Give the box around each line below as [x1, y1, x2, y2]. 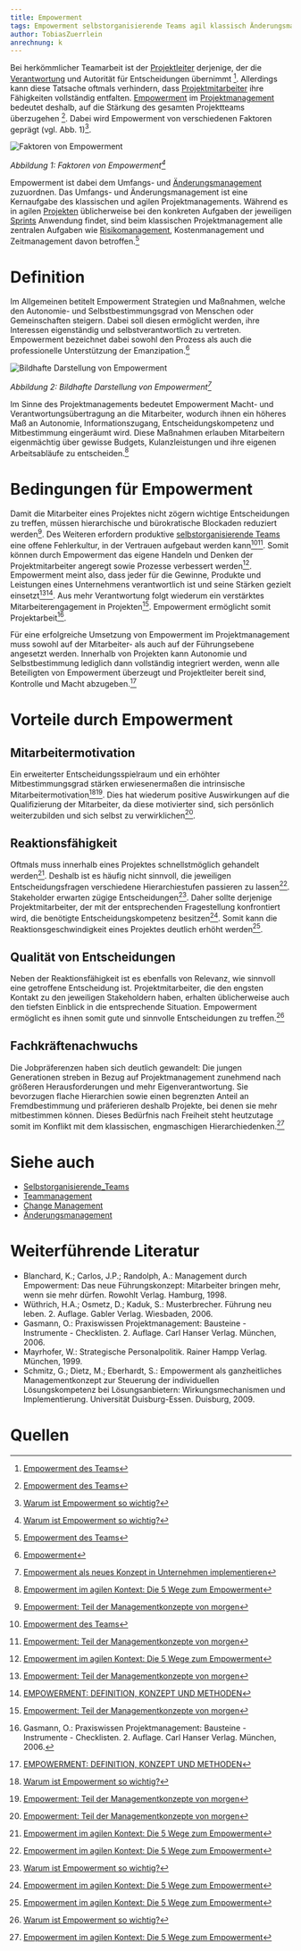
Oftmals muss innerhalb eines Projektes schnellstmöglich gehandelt [10, 859, 260, 871]
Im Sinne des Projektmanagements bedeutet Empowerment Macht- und [10, 398, 274, 409]
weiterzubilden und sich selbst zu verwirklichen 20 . [10, 808, 196, 821]
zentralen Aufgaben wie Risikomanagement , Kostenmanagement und [10, 224, 264, 235]
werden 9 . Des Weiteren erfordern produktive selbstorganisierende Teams [10, 528, 280, 540]
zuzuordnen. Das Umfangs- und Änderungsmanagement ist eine [10, 187, 248, 197]
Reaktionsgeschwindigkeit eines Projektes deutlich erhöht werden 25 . [10, 921, 263, 934]
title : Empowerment [10, 13, 83, 22]
